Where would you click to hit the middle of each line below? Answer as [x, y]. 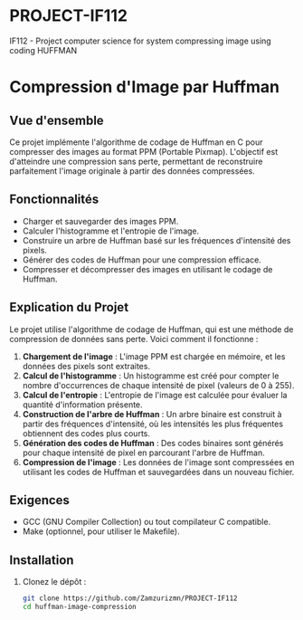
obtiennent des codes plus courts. [86, 433]
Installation [42, 560]
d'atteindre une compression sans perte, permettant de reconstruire [136, 161]
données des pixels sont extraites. [86, 366]
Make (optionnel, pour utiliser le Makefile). [101, 531]
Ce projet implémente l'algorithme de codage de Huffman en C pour [136, 142]
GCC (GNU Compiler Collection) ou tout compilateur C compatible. [147, 522]
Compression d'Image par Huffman [145, 87]
